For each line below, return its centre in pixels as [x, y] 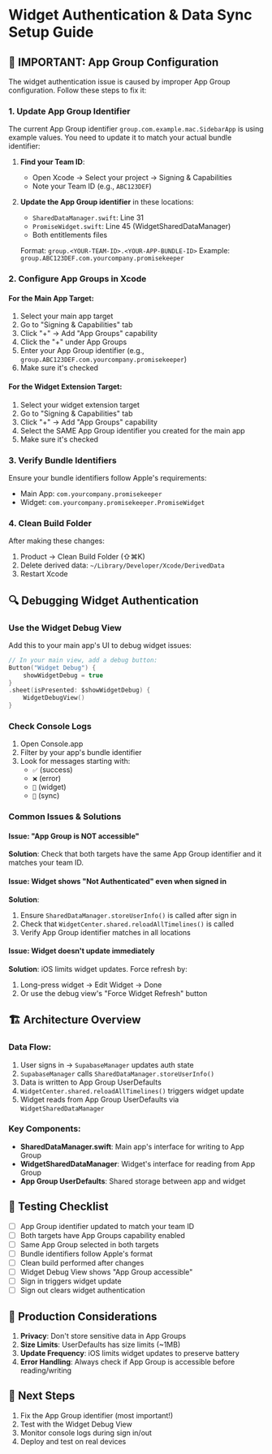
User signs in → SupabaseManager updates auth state [107, 1064]
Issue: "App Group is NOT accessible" [74, 836]
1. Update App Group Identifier [69, 111]
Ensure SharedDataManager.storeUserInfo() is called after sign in [128, 915]
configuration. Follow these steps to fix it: [78, 90]
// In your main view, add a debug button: [83, 660]
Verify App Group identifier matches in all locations [105, 932]
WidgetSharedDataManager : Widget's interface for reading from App [138, 1163]
